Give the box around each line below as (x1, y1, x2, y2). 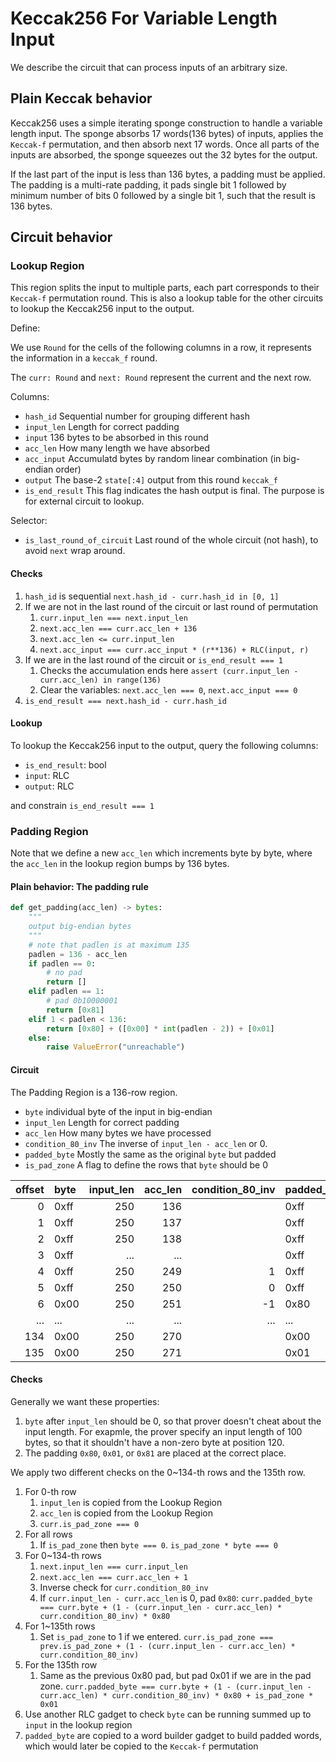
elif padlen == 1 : (28, 987, 105, 997)
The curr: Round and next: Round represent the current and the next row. (10, 372, 312, 384)
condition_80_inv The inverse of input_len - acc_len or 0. (24, 1137, 268, 1149)
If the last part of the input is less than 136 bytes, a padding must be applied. (10, 168, 326, 180)
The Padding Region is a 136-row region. (10, 1086, 178, 1098)
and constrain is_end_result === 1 (10, 799, 155, 811)
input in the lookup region (24, 1718, 133, 1731)
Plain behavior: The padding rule (10, 880, 149, 892)
